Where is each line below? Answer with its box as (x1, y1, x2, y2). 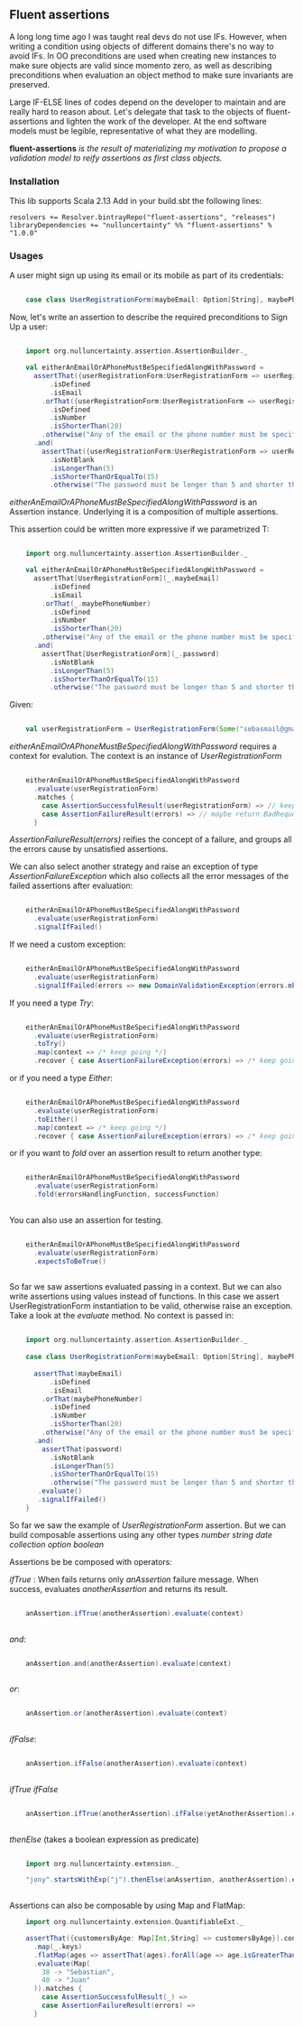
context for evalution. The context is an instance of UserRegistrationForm (9, 751, 282, 762)
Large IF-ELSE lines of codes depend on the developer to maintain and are (9, 97, 287, 107)
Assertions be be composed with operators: (9, 1556, 173, 1567)
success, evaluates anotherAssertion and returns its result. (9, 1583, 228, 1594)
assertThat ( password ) (41, 1444, 124, 1454)
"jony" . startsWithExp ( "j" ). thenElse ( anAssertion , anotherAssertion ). (25, 1875, 293, 1884)
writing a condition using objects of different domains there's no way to (9, 41, 275, 51)
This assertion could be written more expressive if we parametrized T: (9, 523, 270, 535)
